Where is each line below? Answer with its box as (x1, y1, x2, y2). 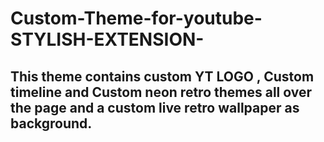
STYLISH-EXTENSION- (10, 28, 205, 51)
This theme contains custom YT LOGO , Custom (10, 68, 315, 85)
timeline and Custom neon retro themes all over (10, 83, 313, 101)
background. (10, 115, 93, 132)
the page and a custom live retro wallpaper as (10, 99, 300, 116)
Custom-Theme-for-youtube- (10, 7, 263, 30)
